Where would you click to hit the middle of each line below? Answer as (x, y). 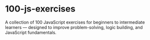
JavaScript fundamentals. (31, 32)
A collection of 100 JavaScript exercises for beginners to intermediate (75, 22)
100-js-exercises (40, 9)
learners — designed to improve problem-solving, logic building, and (74, 27)
